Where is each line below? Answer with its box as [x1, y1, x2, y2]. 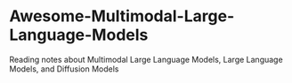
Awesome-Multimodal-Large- [9, 6, 235, 26]
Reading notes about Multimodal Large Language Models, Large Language [9, 54, 283, 64]
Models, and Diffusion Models [9, 64, 119, 74]
